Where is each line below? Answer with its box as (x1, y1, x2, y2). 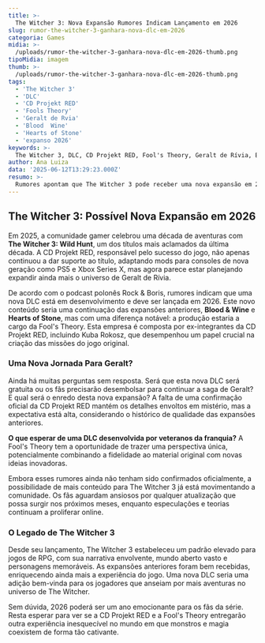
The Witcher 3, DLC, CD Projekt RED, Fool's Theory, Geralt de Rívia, (15, 151, 252, 159)
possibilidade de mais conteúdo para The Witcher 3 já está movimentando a (8, 482, 256, 491)
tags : (8, 77, 26, 85)
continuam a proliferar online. (8, 507, 104, 517)
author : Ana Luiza (8, 159, 69, 167)
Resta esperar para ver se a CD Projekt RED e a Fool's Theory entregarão (8, 611, 246, 620)
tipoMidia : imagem (8, 56, 69, 64)
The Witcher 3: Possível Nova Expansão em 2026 (8, 210, 256, 224)
